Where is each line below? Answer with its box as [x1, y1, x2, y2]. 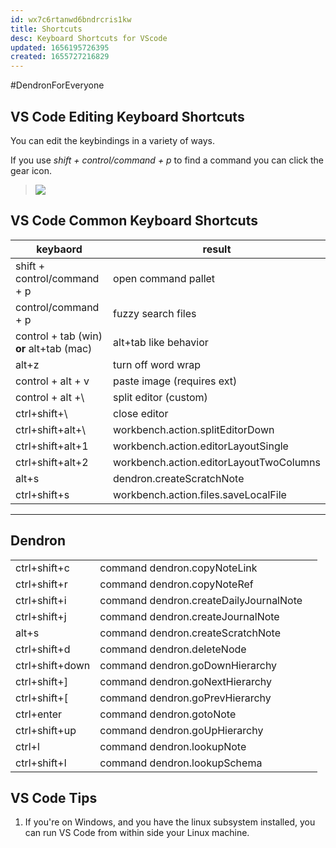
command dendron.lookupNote [99, 739, 247, 753]
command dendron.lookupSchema [99, 756, 263, 770]
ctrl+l [15, 739, 40, 753]
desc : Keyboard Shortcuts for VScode [10, 33, 168, 43]
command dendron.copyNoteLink [99, 561, 258, 575]
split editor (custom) [113, 390, 208, 404]
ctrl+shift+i [15, 593, 67, 607]
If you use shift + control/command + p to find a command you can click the [10, 154, 324, 166]
